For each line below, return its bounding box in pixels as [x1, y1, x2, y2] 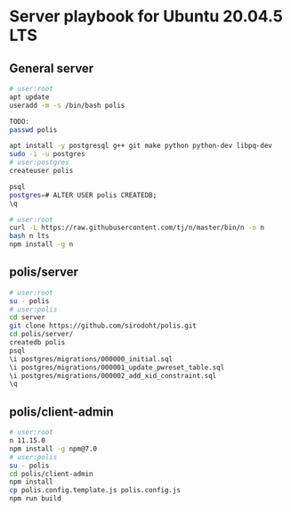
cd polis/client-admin [9, 469, 93, 478]
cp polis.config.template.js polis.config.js [9, 486, 181, 495]
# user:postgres [9, 158, 69, 167]
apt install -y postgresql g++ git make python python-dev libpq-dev [9, 141, 273, 151]
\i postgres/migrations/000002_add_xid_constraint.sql [9, 371, 217, 380]
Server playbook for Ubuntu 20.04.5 [9, 6, 283, 27]
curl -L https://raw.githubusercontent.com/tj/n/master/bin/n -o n [9, 223, 265, 233]
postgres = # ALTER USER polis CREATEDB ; [9, 190, 158, 200]
